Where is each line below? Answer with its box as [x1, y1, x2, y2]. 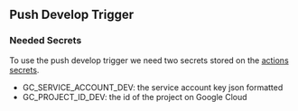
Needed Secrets [9, 34, 82, 47]
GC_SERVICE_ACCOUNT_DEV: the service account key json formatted [22, 81, 284, 93]
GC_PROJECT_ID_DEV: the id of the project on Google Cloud [22, 91, 247, 102]
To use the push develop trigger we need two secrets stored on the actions [9, 54, 289, 66]
